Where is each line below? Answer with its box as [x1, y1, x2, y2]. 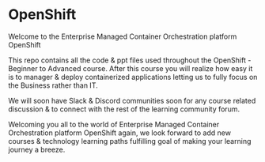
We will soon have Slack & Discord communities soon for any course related [8, 96, 256, 105]
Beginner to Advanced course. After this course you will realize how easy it [8, 63, 253, 73]
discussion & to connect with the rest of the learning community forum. [8, 104, 240, 114]
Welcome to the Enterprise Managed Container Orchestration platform [8, 32, 237, 41]
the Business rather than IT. [8, 81, 98, 90]
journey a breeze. [8, 145, 66, 154]
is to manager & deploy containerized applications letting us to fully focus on [8, 72, 258, 81]
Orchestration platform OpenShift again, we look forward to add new [8, 128, 232, 138]
